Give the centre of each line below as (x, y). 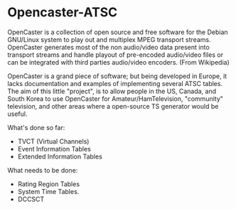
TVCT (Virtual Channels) (53, 141)
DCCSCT (31, 199)
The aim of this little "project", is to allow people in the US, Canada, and (112, 91)
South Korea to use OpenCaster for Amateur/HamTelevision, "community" (116, 98)
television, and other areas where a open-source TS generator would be (113, 106)
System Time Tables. (48, 191)
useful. (17, 114)
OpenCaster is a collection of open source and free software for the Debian (118, 32)
